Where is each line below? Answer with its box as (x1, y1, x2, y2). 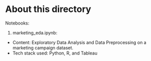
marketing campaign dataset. (12, 44, 73, 50)
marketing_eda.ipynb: (12, 29, 58, 35)
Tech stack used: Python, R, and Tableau (12, 50, 98, 56)
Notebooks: (5, 20, 30, 26)
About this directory (5, 3, 92, 15)
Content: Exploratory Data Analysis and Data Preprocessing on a (12, 39, 147, 45)
